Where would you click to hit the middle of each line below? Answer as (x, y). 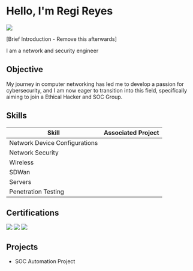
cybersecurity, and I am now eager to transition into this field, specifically (97, 90)
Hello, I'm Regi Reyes (60, 11)
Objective (25, 69)
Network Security (34, 153)
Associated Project (132, 132)
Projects (22, 247)
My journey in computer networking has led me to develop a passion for (95, 84)
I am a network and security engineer (52, 50)
